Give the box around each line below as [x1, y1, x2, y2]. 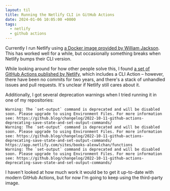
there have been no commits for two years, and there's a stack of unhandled [5, 77, 165, 82]
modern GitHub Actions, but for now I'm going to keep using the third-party [5, 175, 163, 180]
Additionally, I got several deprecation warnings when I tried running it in [5, 92, 157, 98]
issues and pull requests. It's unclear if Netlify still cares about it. [5, 82, 141, 88]
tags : [5, 21, 17, 27]
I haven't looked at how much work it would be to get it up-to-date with [5, 169, 154, 175]
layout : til [5, 7, 30, 13]
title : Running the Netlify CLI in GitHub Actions [5, 12, 115, 17]
